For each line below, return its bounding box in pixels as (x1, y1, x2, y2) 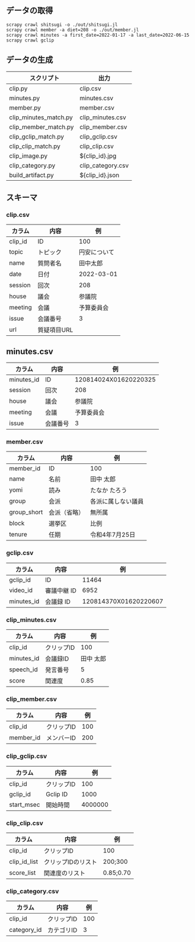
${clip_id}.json (79, 171, 120, 179)
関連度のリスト (43, 869, 86, 877)
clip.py (9, 84, 28, 92)
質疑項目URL (37, 326, 73, 334)
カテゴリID (47, 926, 78, 934)
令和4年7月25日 (89, 531, 136, 539)
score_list (9, 869, 36, 877)
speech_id (9, 665, 39, 674)
